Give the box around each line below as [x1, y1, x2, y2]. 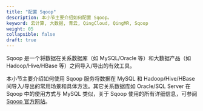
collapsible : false [6, 32, 56, 38]
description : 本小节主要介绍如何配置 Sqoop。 [6, 15, 112, 21]
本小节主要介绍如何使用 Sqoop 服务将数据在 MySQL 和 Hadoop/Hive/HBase [6, 75, 195, 82]
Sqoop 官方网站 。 [6, 98, 51, 105]
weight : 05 [6, 25, 34, 32]
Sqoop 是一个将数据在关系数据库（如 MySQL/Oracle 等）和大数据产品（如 [6, 55, 191, 61]
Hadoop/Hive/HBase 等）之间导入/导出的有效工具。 [6, 62, 135, 69]
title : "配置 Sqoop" [6, 8, 56, 15]
